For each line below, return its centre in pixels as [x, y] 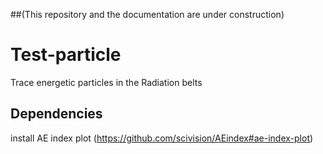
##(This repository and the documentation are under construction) [147, 14]
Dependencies [56, 114]
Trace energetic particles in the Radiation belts [106, 82]
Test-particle [66, 55]
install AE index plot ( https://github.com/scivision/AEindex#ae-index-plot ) [162, 138]
